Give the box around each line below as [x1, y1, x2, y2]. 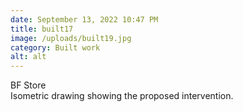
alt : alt [10, 52, 47, 62]
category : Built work [10, 42, 101, 53]
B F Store [10, 79, 47, 91]
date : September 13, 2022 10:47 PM [10, 14, 159, 25]
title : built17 [10, 24, 74, 34]
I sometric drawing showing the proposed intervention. [10, 90, 234, 102]
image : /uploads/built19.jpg [10, 33, 132, 43]
